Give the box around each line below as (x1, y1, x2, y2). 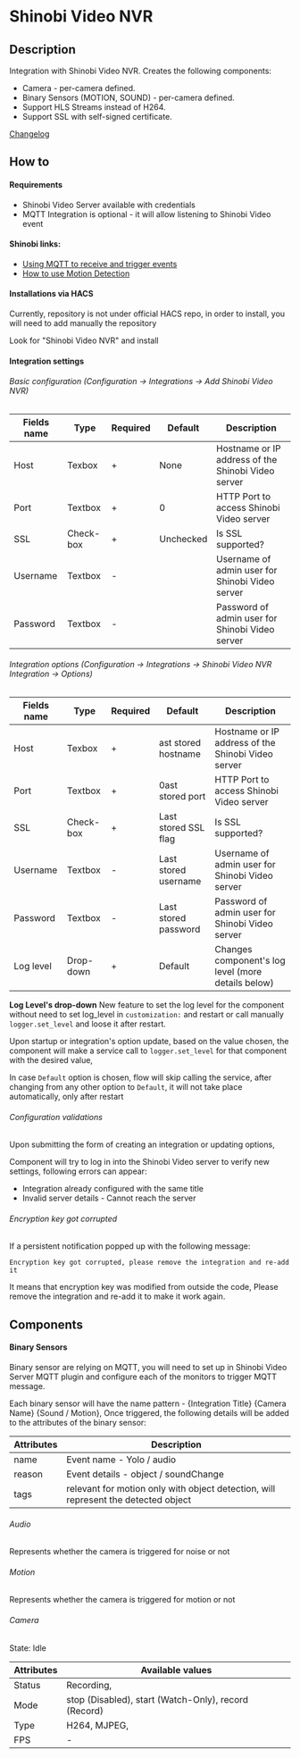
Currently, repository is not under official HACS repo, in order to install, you (9, 308, 286, 319)
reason (13, 1468, 43, 1480)
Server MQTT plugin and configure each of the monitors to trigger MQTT (9, 1371, 278, 1382)
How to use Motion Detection (21, 268, 130, 279)
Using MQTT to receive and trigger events (21, 258, 178, 269)
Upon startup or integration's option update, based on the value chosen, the (9, 1036, 289, 1046)
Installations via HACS (9, 289, 94, 299)
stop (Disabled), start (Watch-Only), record (66, 1693, 248, 1705)
